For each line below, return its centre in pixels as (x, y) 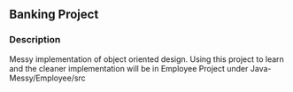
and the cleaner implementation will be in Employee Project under (129, 68)
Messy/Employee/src (47, 78)
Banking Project (54, 15)
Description (35, 40)
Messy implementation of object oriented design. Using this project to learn (147, 59)
